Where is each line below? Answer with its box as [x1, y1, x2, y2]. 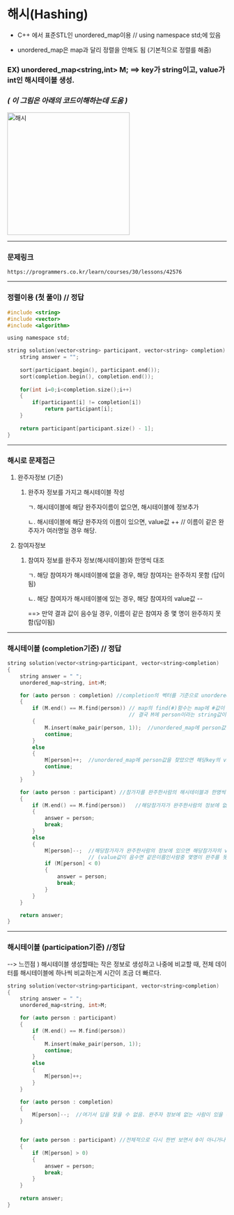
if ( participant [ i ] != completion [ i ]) [32, 399, 141, 406]
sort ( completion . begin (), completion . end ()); [19, 373, 155, 380]
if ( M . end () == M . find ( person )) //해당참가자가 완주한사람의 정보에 [32, 802, 219, 809]
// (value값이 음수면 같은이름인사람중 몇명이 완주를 [88, 854, 220, 860]
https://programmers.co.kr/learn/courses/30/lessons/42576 [7, 269, 182, 276]
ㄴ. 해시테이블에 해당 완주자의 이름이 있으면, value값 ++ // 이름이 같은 [27, 517, 217, 525]
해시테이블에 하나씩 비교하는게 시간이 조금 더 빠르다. [19, 968, 162, 977]
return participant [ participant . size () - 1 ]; [19, 425, 155, 432]
